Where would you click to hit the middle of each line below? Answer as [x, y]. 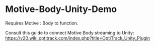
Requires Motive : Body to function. [42, 23]
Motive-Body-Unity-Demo [61, 9]
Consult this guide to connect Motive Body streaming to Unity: [70, 32]
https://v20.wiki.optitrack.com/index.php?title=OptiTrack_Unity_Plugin [77, 38]
